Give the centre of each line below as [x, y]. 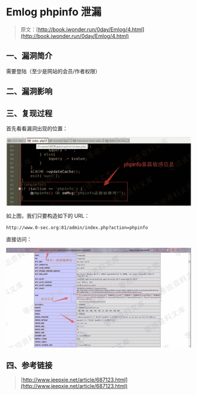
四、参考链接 [29, 365]
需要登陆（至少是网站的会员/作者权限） [53, 71]
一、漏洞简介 [29, 56]
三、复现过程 [29, 113]
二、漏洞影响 [29, 92]
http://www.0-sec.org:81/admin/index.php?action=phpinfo [77, 228]
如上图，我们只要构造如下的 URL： [48, 216]
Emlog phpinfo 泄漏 [54, 12]
